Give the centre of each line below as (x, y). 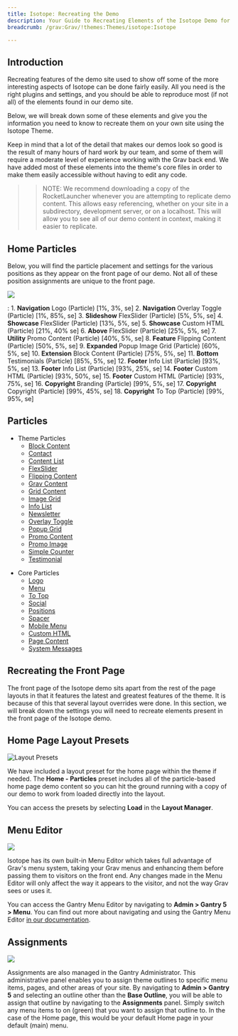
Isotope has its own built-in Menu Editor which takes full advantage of (109, 860)
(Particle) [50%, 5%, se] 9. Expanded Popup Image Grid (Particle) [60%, (114, 346)
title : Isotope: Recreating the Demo (63, 14)
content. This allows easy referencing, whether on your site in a (135, 204)
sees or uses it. (29, 891)
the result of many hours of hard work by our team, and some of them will (115, 152)
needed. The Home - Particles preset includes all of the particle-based (111, 779)
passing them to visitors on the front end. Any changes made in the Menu (115, 876)
